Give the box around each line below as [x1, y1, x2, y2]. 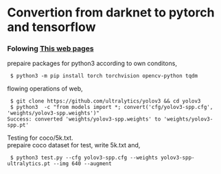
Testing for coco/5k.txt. [7, 134, 73, 142]
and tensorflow [7, 19, 96, 35]
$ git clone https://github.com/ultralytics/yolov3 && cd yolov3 [10, 98, 201, 105]
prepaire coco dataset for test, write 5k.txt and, [7, 141, 141, 149]
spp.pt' [7, 122, 30, 129]
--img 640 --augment [53, 160, 112, 167]
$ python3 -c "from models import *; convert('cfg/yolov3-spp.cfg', [10, 104, 213, 111]
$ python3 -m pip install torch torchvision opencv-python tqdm [10, 73, 198, 79]
